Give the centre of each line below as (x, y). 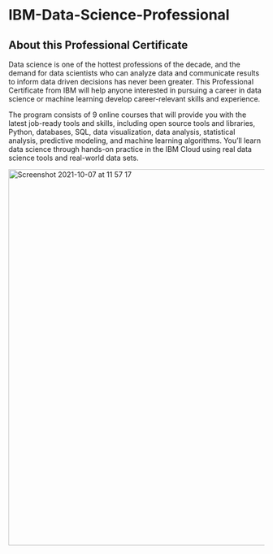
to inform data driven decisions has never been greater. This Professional (131, 82)
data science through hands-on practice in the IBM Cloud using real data (130, 149)
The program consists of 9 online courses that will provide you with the (128, 115)
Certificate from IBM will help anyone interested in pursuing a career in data (135, 90)
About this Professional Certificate (98, 45)
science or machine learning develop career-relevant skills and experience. (134, 99)
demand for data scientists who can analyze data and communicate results (134, 73)
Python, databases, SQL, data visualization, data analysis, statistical (122, 132)
